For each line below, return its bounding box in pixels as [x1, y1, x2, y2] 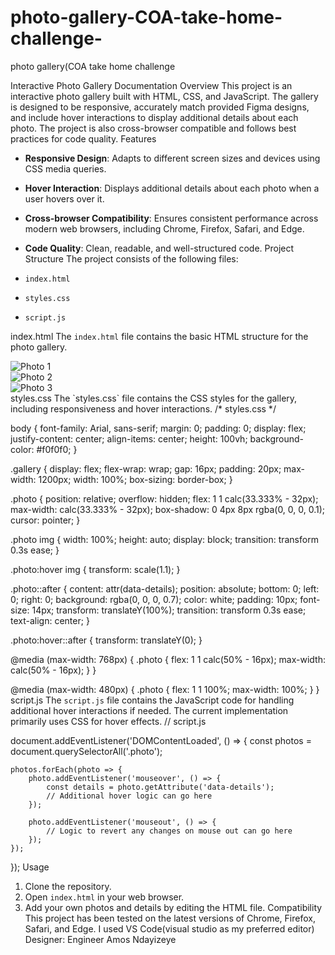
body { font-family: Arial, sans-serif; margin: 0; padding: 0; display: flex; [10, 422, 307, 434]
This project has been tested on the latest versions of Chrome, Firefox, [24, 912, 316, 924]
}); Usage [10, 861, 50, 873]
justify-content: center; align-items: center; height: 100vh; [10, 432, 248, 445]
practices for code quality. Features [10, 132, 157, 145]
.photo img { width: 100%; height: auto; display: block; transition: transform [10, 533, 319, 545]
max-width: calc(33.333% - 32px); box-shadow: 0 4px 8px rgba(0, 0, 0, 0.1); [10, 503, 326, 515]
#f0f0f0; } [36, 443, 78, 455]
